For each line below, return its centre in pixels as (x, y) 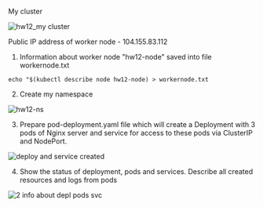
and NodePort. (43, 141)
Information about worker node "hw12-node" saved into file (115, 57)
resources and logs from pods (68, 180)
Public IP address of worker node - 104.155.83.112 (88, 42)
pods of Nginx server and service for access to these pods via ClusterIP (136, 133)
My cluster (26, 11)
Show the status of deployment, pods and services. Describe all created (136, 171)
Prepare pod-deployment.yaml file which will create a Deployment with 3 (137, 124)
